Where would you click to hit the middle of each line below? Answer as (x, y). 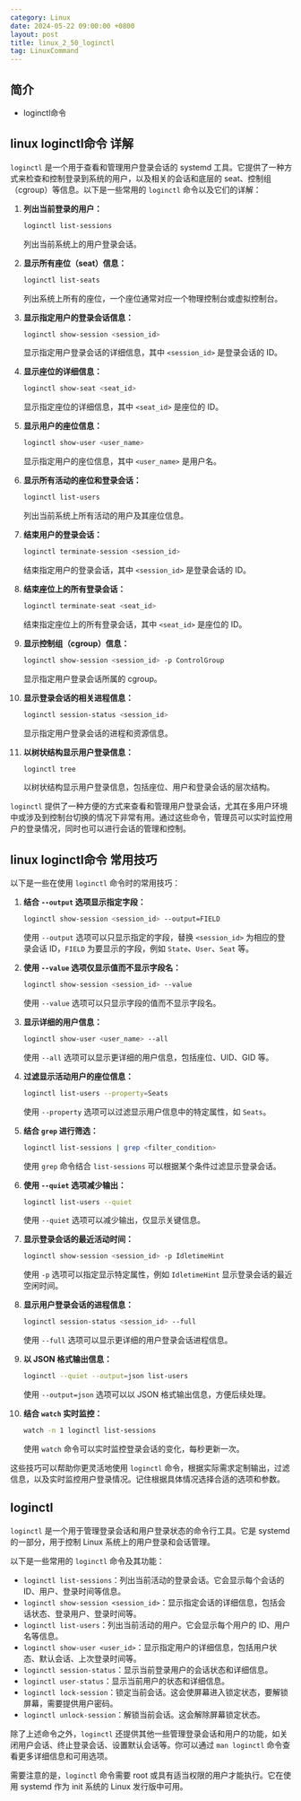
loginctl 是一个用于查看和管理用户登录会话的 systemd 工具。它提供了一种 (147, 167)
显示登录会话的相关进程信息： (78, 697)
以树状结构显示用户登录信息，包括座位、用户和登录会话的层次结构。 (149, 787)
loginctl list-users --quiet (77, 1202)
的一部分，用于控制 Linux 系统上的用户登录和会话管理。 (113, 1542)
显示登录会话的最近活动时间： (78, 1239)
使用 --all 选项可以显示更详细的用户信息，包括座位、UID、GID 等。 (148, 1057)
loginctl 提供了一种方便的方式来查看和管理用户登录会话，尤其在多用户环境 (149, 806)
